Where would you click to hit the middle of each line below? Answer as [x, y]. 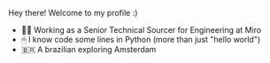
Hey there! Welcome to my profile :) [73, 13]
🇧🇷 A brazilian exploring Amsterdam [89, 49]
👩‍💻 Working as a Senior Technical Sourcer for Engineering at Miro [141, 30]
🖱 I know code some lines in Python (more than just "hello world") [141, 39]
